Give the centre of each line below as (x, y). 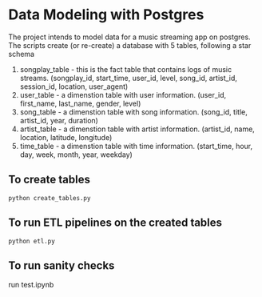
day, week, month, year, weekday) (76, 155)
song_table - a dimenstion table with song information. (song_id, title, (133, 112)
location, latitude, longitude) (66, 137)
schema (21, 54)
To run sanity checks (62, 265)
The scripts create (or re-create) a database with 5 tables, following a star (130, 45)
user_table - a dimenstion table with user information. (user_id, (123, 94)
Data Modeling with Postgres (106, 15)
